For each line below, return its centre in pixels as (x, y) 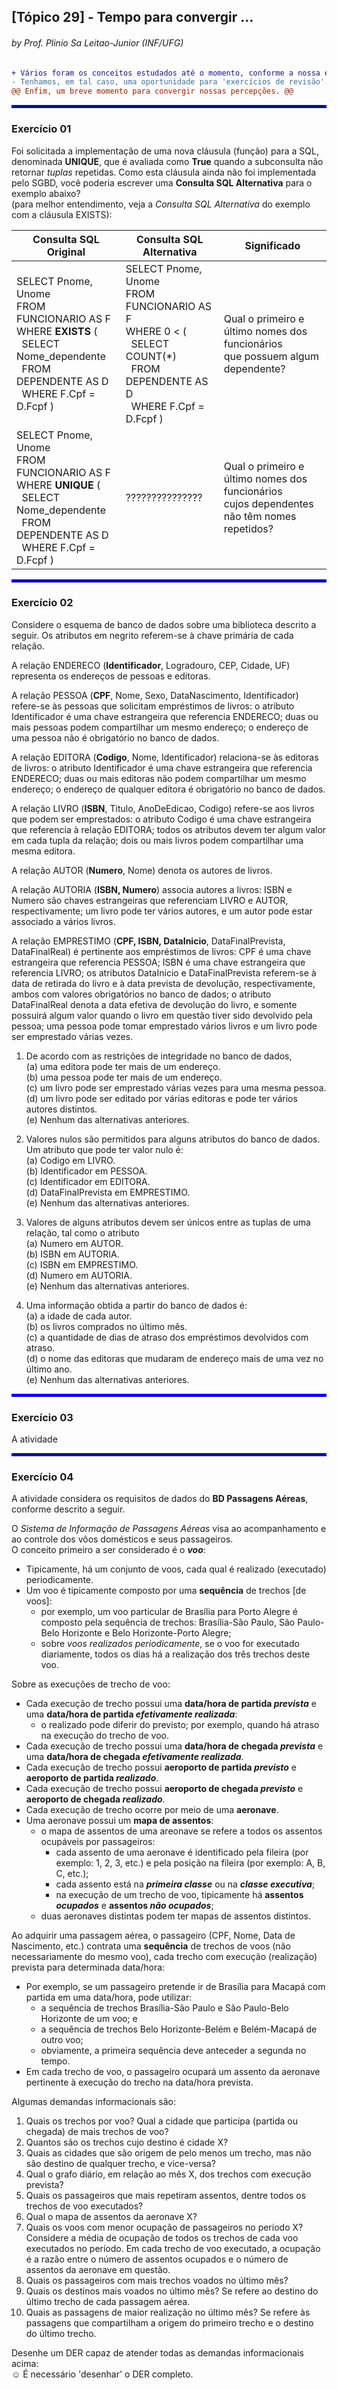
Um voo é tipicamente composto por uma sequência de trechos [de (166, 1591)
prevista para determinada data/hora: (88, 1967)
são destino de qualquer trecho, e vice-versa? (120, 2164)
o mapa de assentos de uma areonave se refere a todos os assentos (181, 1831)
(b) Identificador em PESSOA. (86, 1171)
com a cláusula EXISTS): (62, 214)
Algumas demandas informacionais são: (94, 2102)
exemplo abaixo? (46, 193)
